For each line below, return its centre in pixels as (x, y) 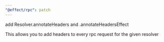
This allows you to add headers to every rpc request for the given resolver (82, 34)
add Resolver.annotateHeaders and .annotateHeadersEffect (67, 24)
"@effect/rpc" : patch (28, 10)
